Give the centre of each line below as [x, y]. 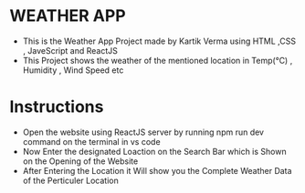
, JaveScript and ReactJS [70, 50]
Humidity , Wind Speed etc [73, 70]
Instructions [57, 107]
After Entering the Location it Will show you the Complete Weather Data [157, 170]
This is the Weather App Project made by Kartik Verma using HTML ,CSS [159, 41]
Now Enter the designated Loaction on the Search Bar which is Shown [154, 151]
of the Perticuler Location [70, 180]
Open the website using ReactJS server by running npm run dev [143, 132]
